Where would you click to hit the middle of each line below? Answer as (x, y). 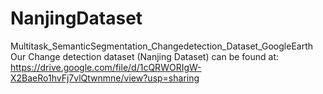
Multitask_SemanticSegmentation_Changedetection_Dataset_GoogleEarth (162, 46)
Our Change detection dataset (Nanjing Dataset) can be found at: (145, 56)
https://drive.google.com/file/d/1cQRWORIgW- (106, 67)
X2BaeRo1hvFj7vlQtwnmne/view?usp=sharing (105, 78)
